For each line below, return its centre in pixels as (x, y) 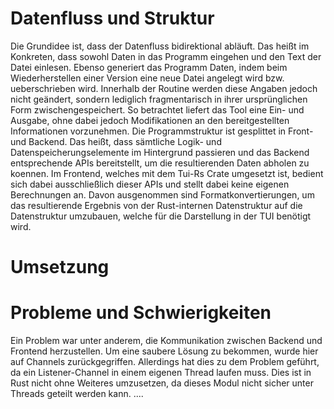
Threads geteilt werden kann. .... (77, 394)
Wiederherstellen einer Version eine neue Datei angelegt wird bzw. (147, 78)
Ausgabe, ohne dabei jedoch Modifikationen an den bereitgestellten (150, 120)
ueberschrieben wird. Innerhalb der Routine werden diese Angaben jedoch (164, 88)
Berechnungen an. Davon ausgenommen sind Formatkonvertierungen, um (162, 194)
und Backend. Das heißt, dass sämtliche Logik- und (116, 141)
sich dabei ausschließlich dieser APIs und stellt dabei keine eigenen (150, 184)
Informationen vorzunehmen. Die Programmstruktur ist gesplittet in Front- (162, 131)
